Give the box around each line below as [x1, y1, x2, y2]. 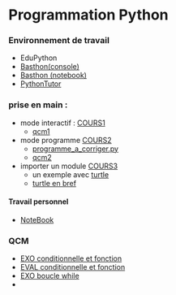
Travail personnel [8, 197, 69, 206]
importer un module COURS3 [19, 161, 118, 171]
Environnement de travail [8, 35, 109, 46]
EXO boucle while [19, 271, 79, 281]
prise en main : [8, 99, 68, 111]
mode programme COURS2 [19, 135, 112, 145]
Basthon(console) [19, 62, 79, 72]
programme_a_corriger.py [32, 144, 119, 154]
